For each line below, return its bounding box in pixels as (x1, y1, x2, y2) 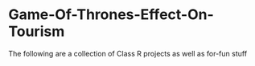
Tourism (8, 22, 65, 41)
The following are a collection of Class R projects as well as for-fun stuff (8, 49, 248, 58)
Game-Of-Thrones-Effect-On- (8, 6, 215, 24)
